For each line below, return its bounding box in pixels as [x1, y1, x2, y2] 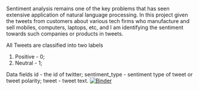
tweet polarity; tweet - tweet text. [6, 77, 88, 84]
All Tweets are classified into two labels [6, 41, 103, 49]
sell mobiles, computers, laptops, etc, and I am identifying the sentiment [6, 24, 183, 31]
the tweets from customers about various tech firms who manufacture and [6, 18, 190, 24]
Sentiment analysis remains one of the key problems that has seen [6, 5, 170, 12]
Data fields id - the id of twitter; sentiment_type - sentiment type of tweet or [6, 71, 193, 78]
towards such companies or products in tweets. [6, 30, 124, 37]
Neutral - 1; [14, 59, 43, 66]
